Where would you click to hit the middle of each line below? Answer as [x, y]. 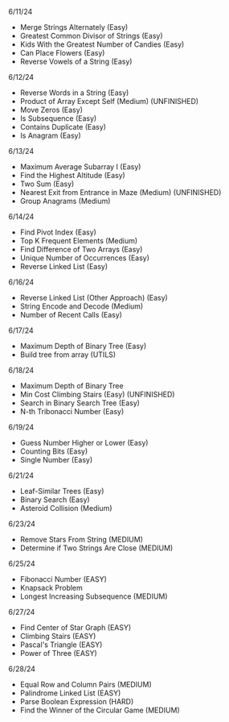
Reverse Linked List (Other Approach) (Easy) [94, 298]
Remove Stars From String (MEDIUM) [81, 539]
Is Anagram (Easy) [51, 135]
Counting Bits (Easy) [54, 451]
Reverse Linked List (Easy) [64, 266]
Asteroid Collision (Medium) [66, 508]
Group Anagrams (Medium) [65, 201]
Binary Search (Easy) [55, 500]
